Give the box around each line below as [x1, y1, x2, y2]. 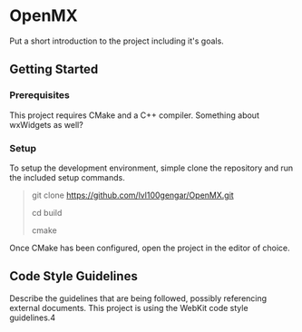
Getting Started [9, 62, 99, 77]
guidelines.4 [9, 312, 56, 323]
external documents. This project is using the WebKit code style [9, 302, 248, 313]
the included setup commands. [9, 171, 125, 182]
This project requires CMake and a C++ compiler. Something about [9, 110, 260, 121]
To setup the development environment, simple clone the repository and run [9, 162, 294, 173]
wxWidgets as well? [9, 119, 83, 130]
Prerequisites [9, 89, 70, 102]
